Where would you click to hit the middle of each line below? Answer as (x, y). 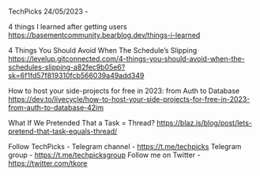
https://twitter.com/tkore (48, 163)
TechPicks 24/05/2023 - (48, 11)
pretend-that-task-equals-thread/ (63, 131)
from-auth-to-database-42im (56, 107)
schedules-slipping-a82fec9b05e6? (67, 67)
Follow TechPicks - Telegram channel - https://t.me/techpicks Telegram (125, 146)
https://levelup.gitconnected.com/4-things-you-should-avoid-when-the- (126, 59)
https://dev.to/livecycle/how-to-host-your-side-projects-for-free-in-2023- (129, 99)
